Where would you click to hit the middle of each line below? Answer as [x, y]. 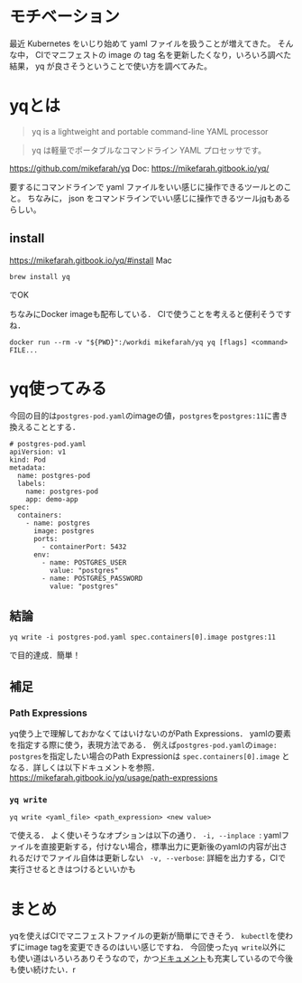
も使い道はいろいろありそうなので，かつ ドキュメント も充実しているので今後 [151, 959]
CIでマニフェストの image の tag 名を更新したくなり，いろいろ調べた [163, 54]
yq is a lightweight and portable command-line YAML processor [150, 131]
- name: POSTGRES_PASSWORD [92, 578]
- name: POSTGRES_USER [84, 562]
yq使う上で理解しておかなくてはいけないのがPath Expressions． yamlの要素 [150, 734]
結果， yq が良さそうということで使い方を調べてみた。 [111, 66]
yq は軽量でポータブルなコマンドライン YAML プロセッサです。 [149, 150]
